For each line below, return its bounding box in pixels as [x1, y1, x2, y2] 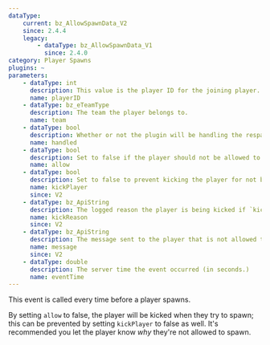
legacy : [22, 34, 48, 43]
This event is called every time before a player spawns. [8, 294, 191, 305]
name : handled [29, 138, 78, 147]
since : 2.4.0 [43, 49, 88, 57]
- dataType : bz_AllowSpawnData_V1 [37, 42, 153, 50]
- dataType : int [22, 79, 78, 87]
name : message [29, 243, 78, 251]
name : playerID [29, 94, 81, 102]
